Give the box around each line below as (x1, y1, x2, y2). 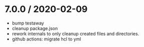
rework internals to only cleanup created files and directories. (12, 30, 139, 36)
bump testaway (12, 20, 44, 26)
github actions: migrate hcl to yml (12, 36, 81, 42)
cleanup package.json (12, 25, 58, 31)
